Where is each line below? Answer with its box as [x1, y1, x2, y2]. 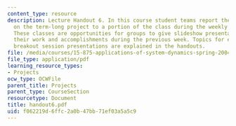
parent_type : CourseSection [7, 88, 90, 95]
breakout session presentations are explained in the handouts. [13, 43, 206, 50]
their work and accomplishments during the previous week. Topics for [13, 36, 225, 43]
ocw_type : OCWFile [7, 75, 61, 83]
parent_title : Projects [7, 82, 77, 89]
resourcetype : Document [7, 95, 77, 102]
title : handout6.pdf [7, 101, 68, 108]
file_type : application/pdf [7, 56, 90, 63]
